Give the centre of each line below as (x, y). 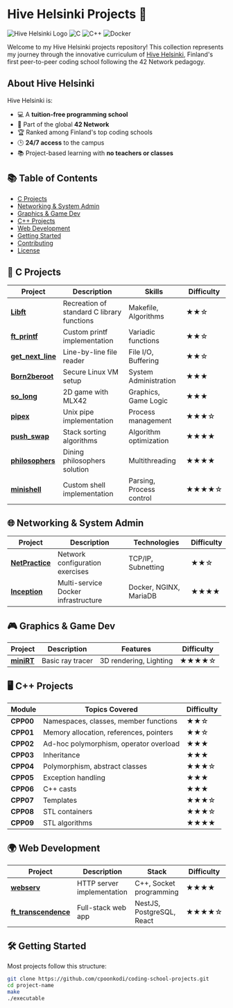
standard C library (92, 312)
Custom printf (85, 332)
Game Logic (148, 401)
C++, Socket (155, 883)
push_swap (30, 436)
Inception (27, 592)
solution (76, 470)
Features (136, 649)
